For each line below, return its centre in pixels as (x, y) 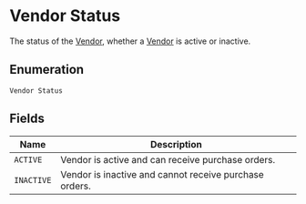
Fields (27, 119)
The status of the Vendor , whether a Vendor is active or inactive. (130, 41)
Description (176, 144)
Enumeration (47, 70)
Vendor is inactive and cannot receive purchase (162, 174)
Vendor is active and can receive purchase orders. (168, 159)
